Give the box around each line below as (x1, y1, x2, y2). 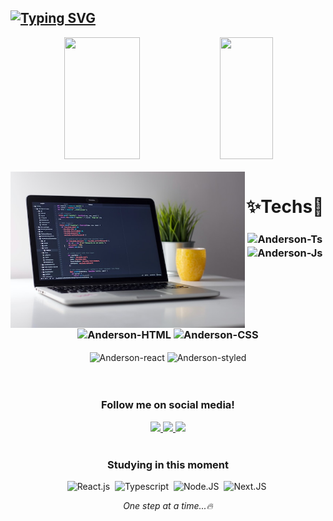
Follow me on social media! (101, 398, 235, 412)
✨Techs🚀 (246, 196, 325, 218)
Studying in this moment (106, 457, 230, 471)
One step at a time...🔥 (123, 499, 213, 511)
